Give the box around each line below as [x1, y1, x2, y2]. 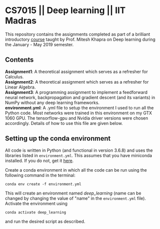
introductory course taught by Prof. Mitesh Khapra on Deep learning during [5, 36, 156, 42]
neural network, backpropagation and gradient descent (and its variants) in [5, 94, 156, 100]
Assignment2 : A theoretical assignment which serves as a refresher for [5, 79, 149, 85]
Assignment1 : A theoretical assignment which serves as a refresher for [5, 69, 148, 74]
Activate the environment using [5, 200, 68, 206]
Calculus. [5, 73, 24, 80]
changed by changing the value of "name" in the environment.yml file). [5, 195, 146, 201]
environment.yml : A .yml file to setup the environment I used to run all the [5, 105, 154, 110]
